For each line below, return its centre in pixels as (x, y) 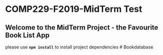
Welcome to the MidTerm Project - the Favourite (82, 27)
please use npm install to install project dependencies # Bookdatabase (79, 47)
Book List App (27, 35)
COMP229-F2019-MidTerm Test (74, 9)
